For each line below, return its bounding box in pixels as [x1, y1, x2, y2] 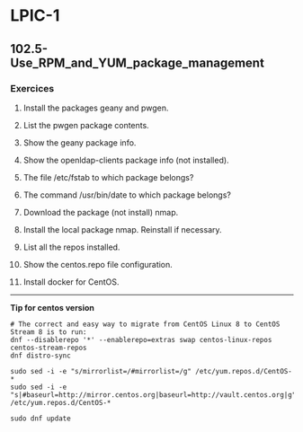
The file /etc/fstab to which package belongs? [22, 172, 194, 182]
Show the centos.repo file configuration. [22, 259, 174, 269]
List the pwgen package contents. [22, 119, 149, 130]
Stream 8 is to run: [10, 327, 88, 337]
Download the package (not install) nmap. [22, 207, 179, 217]
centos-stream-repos [10, 343, 88, 352]
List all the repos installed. [22, 242, 120, 252]
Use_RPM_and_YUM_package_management [10, 55, 264, 70]
